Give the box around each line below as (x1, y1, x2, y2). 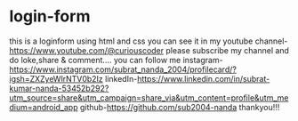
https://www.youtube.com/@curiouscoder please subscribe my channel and (9, 44, 289, 55)
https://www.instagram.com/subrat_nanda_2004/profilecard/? (9, 64, 238, 75)
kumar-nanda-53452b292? (9, 83, 109, 93)
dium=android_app (9, 101, 78, 112)
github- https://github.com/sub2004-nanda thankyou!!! (79, 101, 280, 112)
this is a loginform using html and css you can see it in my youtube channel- (9, 36, 288, 46)
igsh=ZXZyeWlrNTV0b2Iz (9, 73, 104, 84)
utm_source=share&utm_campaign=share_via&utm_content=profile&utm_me (9, 92, 289, 103)
